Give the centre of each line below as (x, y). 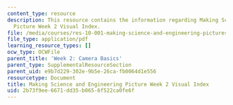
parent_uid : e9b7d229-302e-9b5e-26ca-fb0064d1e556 (82, 71)
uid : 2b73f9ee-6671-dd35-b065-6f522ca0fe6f (71, 90)
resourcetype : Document (42, 78)
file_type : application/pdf (48, 39)
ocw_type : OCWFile (34, 52)
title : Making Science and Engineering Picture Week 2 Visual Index (108, 84)
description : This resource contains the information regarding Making (113, 20)
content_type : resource (42, 13)
